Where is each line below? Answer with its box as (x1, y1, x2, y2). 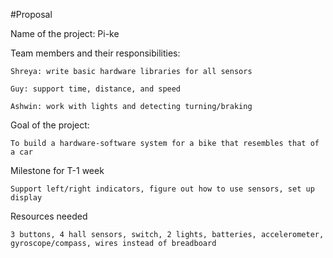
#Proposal (10, 9, 53, 20)
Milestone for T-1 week (10, 165, 105, 176)
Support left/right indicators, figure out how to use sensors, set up (10, 184, 315, 194)
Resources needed (10, 210, 88, 222)
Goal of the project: (10, 119, 90, 131)
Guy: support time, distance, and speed (10, 84, 182, 94)
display (10, 193, 43, 203)
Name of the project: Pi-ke (10, 28, 120, 39)
